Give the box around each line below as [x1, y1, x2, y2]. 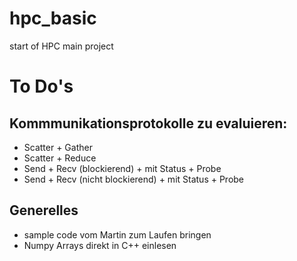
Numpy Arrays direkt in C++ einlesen [23, 239, 177, 251]
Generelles [9, 202, 79, 219]
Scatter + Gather [23, 141, 93, 153]
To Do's [9, 75, 74, 98]
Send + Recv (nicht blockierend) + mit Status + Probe [23, 173, 245, 185]
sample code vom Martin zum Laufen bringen [23, 228, 212, 241]
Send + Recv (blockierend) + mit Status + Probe [23, 162, 222, 174]
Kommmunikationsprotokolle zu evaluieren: [9, 115, 288, 132]
